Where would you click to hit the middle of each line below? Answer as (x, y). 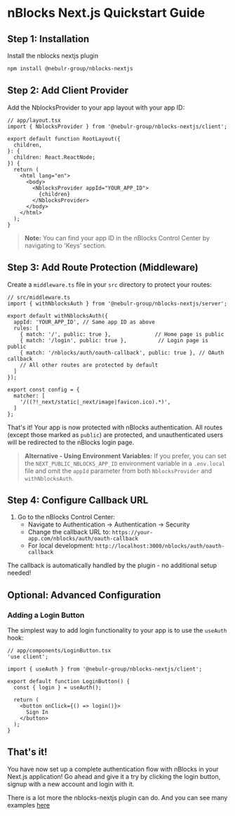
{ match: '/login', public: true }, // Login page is (114, 340)
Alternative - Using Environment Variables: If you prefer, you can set (125, 455)
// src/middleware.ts (39, 297)
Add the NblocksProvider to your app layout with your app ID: (96, 108)
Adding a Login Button (46, 615)
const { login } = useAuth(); (58, 687)
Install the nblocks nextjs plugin (53, 56)
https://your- (133, 533)
